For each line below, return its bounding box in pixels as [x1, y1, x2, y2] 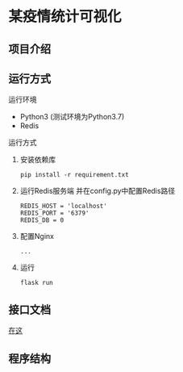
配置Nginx [19, 232, 55, 241]
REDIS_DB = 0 [19, 216, 64, 224]
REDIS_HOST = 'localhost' [19, 203, 107, 211]
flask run [19, 279, 54, 287]
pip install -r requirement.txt [19, 171, 129, 179]
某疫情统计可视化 [8, 7, 123, 26]
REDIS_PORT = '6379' [19, 209, 89, 218]
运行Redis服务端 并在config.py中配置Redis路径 [19, 186, 176, 196]
